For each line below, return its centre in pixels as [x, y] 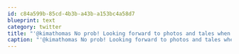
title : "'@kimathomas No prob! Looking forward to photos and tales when [119, 33]
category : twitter [34, 27]
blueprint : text [31, 20]
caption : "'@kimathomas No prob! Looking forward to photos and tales [114, 40]
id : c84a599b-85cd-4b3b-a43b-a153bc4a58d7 [71, 14]
